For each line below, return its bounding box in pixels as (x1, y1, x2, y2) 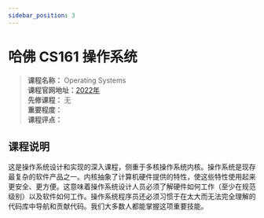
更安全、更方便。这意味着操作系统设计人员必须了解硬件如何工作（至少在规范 (8, 182, 256, 191)
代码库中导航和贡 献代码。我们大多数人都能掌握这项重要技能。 (8, 201, 208, 211)
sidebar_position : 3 (8, 11, 76, 20)
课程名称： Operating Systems (27, 76, 126, 85)
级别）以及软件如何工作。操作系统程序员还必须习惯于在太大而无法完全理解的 (8, 192, 256, 201)
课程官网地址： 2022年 (27, 85, 101, 94)
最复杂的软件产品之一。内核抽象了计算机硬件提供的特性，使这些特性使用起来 (8, 172, 256, 182)
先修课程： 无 (27, 95, 71, 105)
